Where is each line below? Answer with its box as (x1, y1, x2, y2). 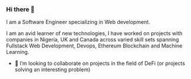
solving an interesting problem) (14, 66, 91, 73)
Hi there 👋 (6, 5, 35, 13)
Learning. (6, 49, 29, 56)
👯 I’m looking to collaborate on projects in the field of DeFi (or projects (14, 60, 186, 67)
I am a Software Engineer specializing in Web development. (6, 19, 150, 26)
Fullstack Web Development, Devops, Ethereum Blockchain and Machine (6, 42, 183, 49)
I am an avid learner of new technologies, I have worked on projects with (6, 30, 183, 37)
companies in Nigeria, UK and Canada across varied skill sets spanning (6, 36, 179, 43)
